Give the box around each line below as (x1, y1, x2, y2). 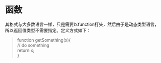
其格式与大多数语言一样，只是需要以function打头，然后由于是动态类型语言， (5, 21, 159, 27)
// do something (17, 42, 50, 48)
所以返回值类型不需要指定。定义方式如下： (5, 27, 91, 33)
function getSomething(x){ (17, 37, 71, 43)
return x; (17, 47, 35, 53)
